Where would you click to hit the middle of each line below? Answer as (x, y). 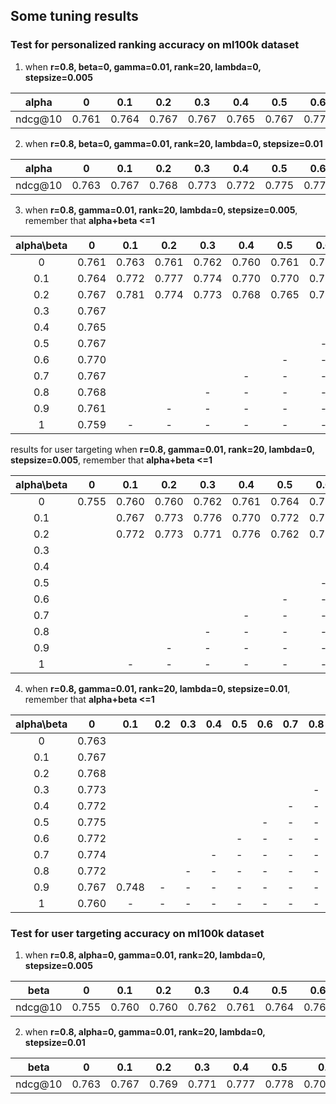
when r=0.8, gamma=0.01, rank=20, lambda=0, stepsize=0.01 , (157, 688)
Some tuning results (74, 16)
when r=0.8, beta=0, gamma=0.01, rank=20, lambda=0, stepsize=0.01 (173, 143)
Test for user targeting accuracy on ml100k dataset (137, 933)
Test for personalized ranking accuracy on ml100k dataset (155, 45)
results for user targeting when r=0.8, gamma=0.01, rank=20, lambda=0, (162, 449)
